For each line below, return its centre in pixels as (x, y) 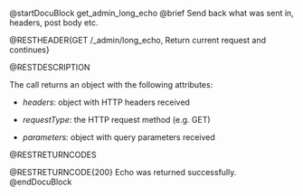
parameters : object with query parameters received (118, 137)
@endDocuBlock (41, 182)
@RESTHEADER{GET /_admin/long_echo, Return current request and (138, 40)
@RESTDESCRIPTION (50, 67)
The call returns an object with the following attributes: (111, 84)
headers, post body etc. (54, 23)
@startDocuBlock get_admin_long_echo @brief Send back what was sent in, (151, 13)
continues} (29, 50)
